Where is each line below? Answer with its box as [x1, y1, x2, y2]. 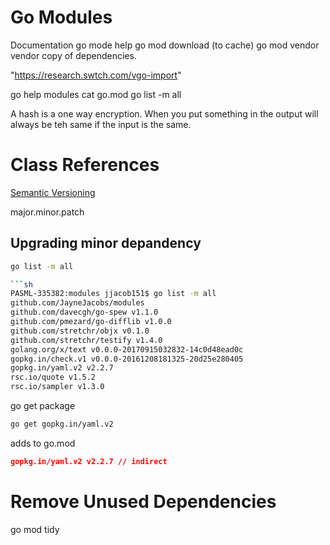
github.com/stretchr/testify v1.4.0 [10, 335, 163, 345]
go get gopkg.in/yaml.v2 [10, 419, 114, 430]
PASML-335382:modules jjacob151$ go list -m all [10, 289, 217, 299]
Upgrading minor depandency [10, 235, 202, 252]
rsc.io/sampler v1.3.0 [10, 382, 105, 392]
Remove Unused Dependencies [10, 491, 277, 513]
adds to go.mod [10, 437, 76, 449]
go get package [10, 400, 76, 412]
